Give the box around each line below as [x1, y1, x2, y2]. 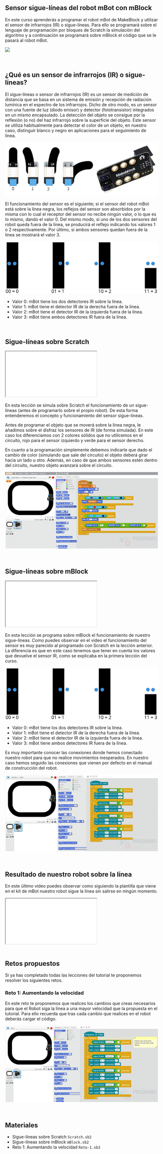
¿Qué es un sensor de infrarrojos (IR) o [5, 71, 124, 79]
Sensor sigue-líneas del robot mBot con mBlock [5, 4, 152, 12]
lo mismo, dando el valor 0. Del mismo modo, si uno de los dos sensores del [5, 216, 157, 222]
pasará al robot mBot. [5, 37, 49, 43]
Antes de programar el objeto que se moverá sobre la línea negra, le [5, 422, 141, 428]
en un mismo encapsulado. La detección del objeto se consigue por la [5, 112, 146, 118]
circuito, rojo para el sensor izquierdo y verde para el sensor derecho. [5, 438, 145, 444]
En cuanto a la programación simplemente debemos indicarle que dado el [5, 447, 152, 453]
